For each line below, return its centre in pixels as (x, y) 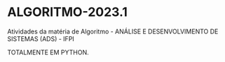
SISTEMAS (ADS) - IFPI (41, 38)
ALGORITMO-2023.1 (68, 12)
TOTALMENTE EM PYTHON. (48, 52)
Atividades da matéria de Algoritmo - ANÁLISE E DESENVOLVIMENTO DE (113, 31)
